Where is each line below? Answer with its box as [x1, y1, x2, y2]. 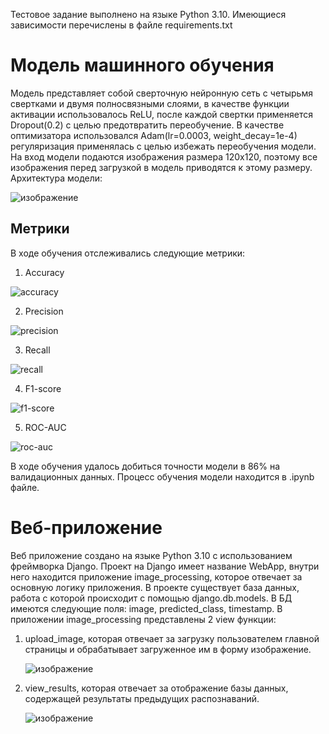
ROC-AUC [24, 421, 67, 433]
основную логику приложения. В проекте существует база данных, [10, 581, 300, 593]
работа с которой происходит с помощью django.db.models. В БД [10, 592, 293, 604]
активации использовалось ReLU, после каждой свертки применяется [10, 108, 313, 120]
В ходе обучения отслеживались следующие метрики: [10, 247, 246, 259]
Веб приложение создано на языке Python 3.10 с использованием [10, 549, 293, 561]
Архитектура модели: [10, 172, 103, 184]
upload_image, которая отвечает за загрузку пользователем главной [24, 632, 320, 644]
